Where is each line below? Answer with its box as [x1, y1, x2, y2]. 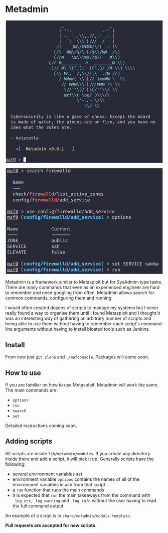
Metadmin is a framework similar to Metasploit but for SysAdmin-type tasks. [5, 279, 163, 285]
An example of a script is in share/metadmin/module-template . [5, 512, 131, 518]
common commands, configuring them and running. [5, 295, 113, 301]
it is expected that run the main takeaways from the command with [12, 492, 150, 498]
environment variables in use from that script [12, 481, 105, 487]
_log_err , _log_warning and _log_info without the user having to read [12, 497, 156, 503]
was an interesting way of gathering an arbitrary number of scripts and [5, 315, 151, 322]
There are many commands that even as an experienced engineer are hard [5, 285, 160, 291]
